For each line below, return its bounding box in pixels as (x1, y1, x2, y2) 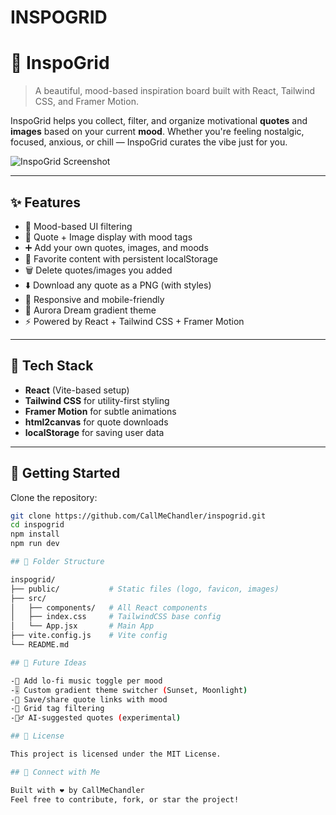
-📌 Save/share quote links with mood (10, 694, 168, 705)
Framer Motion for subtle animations (24, 405, 177, 417)
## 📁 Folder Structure (10, 557, 105, 567)
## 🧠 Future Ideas (10, 657, 87, 668)
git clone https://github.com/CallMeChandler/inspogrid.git (10, 511, 267, 521)
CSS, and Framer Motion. (34, 96, 139, 108)
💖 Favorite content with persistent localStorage (24, 252, 218, 265)
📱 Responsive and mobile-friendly (24, 293, 165, 305)
